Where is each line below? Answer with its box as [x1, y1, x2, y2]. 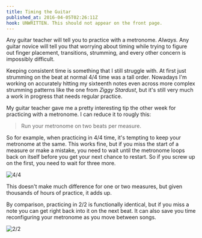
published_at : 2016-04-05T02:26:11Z [6, 14, 98, 20]
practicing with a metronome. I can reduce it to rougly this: [6, 111, 151, 118]
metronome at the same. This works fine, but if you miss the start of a [6, 141, 179, 148]
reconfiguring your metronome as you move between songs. [6, 214, 156, 221]
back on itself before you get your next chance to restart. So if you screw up [6, 153, 195, 160]
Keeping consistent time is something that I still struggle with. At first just [6, 67, 186, 75]
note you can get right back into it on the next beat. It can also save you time [6, 207, 196, 215]
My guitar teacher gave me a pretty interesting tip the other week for [6, 105, 176, 112]
